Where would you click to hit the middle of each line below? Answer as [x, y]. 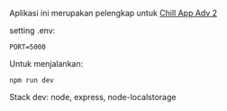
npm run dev [32, 80]
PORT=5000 [28, 47]
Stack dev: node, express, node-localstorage [93, 97]
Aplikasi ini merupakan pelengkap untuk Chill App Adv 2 [113, 13]
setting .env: [32, 30]
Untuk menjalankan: [46, 64]
